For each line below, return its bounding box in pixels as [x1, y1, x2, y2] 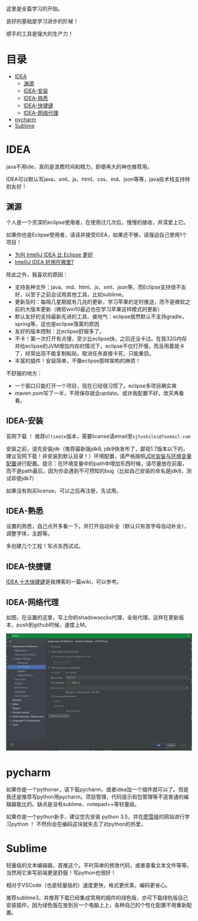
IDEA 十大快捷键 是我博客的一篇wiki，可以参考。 [6, 578, 122, 585]
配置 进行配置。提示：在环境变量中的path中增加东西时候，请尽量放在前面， [6, 460, 187, 467]
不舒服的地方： [6, 369, 42, 377]
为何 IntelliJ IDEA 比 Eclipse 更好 [14, 251, 93, 258]
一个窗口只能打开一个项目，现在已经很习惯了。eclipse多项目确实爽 [14, 382, 177, 389]
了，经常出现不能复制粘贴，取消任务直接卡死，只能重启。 [14, 349, 154, 356]
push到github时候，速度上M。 [16, 621, 90, 628]
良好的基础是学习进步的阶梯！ [6, 18, 78, 25]
